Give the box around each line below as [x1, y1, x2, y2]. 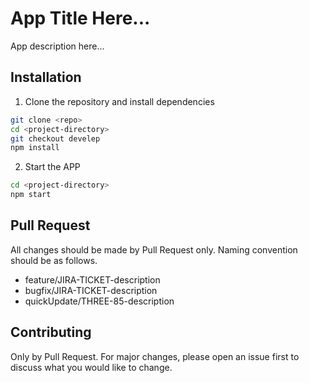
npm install [10, 143, 60, 153]
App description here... [10, 40, 105, 52]
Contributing [10, 324, 92, 341]
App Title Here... [10, 7, 151, 30]
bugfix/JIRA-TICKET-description [24, 284, 158, 296]
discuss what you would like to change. [10, 361, 173, 373]
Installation [10, 69, 82, 86]
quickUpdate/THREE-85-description [24, 295, 175, 307]
